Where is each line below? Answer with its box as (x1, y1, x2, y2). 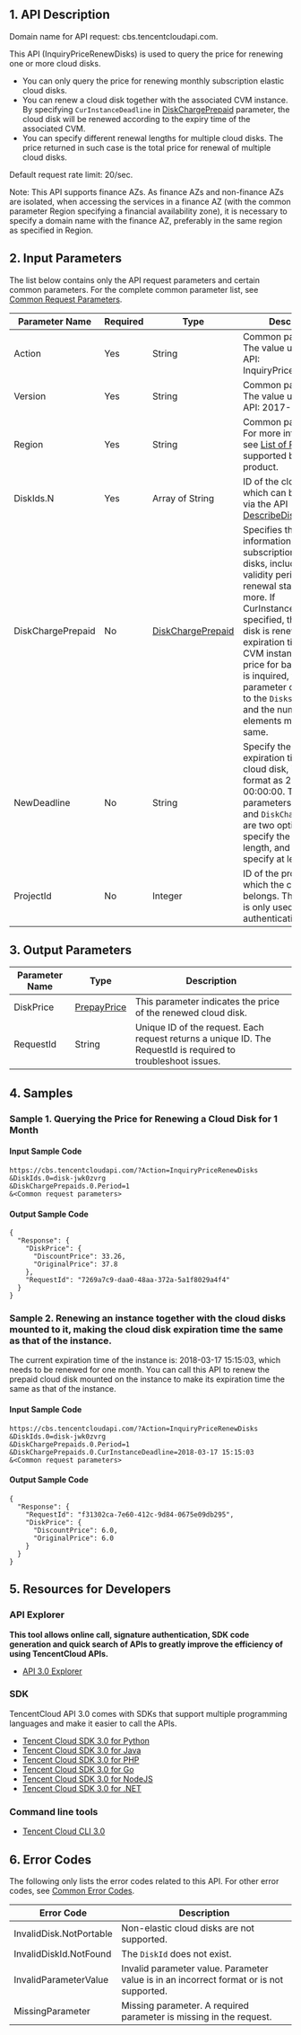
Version (13, 390, 47, 403)
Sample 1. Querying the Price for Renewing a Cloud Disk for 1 (9, 1112, 278, 1125)
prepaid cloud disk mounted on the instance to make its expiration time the (9, 1374, 285, 1385)
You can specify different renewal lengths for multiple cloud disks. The (21, 132, 284, 143)
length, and (243, 841, 291, 854)
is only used (243, 900, 294, 913)
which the (243, 878, 285, 890)
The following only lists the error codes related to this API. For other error (9, 1875, 279, 1886)
